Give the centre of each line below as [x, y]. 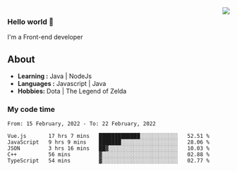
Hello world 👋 [31, 22]
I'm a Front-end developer [45, 37]
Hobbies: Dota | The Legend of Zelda [72, 91]
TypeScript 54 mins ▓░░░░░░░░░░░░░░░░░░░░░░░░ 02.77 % [109, 161]
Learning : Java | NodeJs [55, 76]
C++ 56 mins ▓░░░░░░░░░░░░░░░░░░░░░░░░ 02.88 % [109, 155]
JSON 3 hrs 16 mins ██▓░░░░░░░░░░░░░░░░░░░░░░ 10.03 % [109, 148]
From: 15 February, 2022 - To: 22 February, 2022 [82, 124]
